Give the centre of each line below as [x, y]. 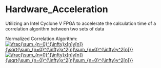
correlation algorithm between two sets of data [55, 28]
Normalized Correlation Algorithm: [42, 39]
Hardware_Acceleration [57, 9]
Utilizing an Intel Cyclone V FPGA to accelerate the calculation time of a [81, 23]
